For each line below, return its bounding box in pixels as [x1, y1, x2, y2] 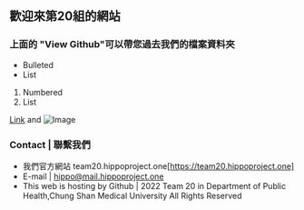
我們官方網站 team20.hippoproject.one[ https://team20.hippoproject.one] [22, 160, 295, 171]
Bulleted [22, 59, 54, 70]
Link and [9, 114, 42, 125]
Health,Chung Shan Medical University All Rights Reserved [22, 190, 242, 201]
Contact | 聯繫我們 [9, 138, 91, 151]
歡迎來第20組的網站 [9, 8, 121, 25]
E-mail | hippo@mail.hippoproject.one [22, 171, 164, 182]
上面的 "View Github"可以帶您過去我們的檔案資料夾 [9, 38, 236, 51]
